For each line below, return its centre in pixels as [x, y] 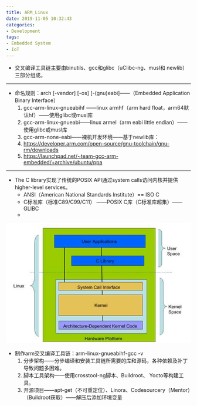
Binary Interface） [36, 100]
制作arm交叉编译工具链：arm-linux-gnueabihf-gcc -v [79, 353]
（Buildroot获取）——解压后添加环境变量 [73, 397]
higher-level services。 [43, 187]
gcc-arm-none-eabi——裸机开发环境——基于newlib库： [91, 137]
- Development [23, 31]
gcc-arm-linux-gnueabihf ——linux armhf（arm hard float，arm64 [103, 107]
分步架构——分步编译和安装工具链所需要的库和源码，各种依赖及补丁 [106, 360]
